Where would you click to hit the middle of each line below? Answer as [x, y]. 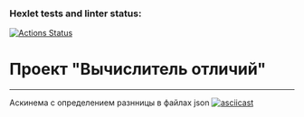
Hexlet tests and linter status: [76, 13]
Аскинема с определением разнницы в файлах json [109, 103]
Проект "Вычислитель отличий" [138, 69]
